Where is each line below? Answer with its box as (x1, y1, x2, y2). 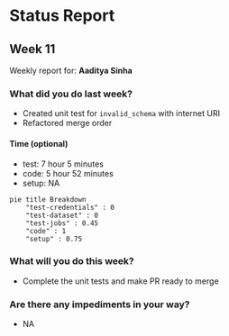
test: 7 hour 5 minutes (22, 159, 104, 169)
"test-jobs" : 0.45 (25, 218, 99, 228)
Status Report (9, 5, 115, 26)
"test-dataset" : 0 (25, 211, 99, 220)
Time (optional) (9, 138, 69, 149)
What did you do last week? (9, 87, 133, 100)
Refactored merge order (22, 118, 113, 129)
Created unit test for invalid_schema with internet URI (22, 108, 221, 119)
